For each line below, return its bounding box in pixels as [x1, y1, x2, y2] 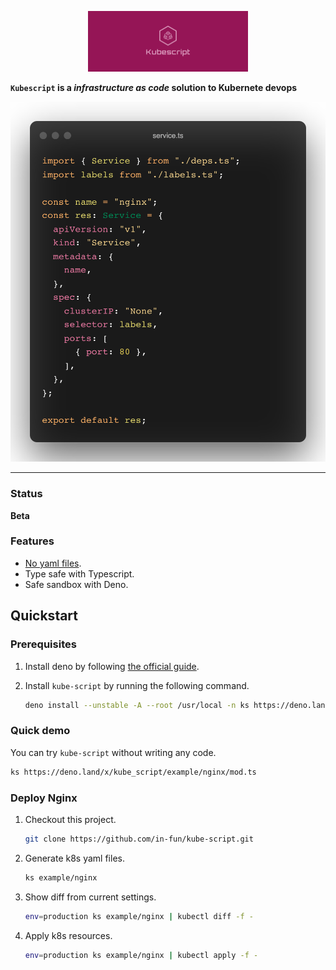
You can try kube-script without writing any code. [10, 746, 217, 758]
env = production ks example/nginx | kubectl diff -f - [24, 911, 255, 921]
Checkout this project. [24, 813, 117, 825]
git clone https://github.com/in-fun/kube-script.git [24, 834, 254, 844]
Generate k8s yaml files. [24, 852, 125, 864]
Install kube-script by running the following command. [24, 679, 250, 691]
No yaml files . [24, 557, 82, 569]
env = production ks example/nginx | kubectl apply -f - [24, 950, 259, 960]
